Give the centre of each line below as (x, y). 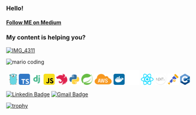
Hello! (15, 8)
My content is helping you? (46, 38)
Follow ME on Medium (34, 22)
